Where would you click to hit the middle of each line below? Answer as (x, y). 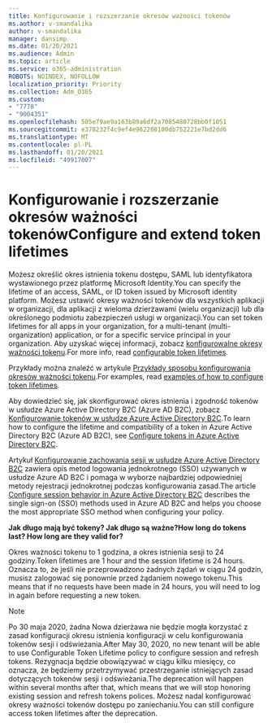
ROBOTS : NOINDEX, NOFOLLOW (54, 77)
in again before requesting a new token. (75, 596)
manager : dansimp (38, 39)
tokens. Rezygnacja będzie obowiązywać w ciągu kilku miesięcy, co (122, 662)
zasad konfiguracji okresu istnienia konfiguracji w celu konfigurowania (126, 636)
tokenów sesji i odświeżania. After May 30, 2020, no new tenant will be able (134, 645)
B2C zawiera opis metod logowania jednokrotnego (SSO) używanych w (128, 469)
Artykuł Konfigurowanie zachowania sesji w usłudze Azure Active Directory (134, 460)
